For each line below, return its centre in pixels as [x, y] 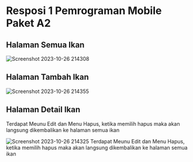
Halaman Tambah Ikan [48, 77]
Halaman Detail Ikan [43, 110]
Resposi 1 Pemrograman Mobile [84, 11]
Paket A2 [28, 23]
